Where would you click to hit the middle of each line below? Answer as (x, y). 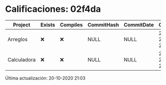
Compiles (71, 25)
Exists (48, 25)
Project (22, 25)
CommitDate (139, 25)
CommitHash (103, 25)
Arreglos (18, 39)
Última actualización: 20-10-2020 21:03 (45, 78)
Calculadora (22, 59)
